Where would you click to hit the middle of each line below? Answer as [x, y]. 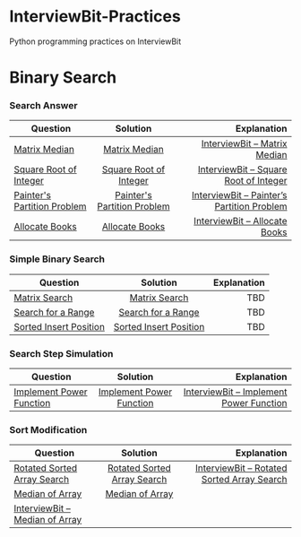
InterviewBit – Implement [235, 392]
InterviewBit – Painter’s [239, 195]
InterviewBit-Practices [95, 17]
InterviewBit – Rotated [241, 468]
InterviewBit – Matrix [244, 143]
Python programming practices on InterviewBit [95, 41]
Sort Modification [48, 429]
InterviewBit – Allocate [241, 221]
